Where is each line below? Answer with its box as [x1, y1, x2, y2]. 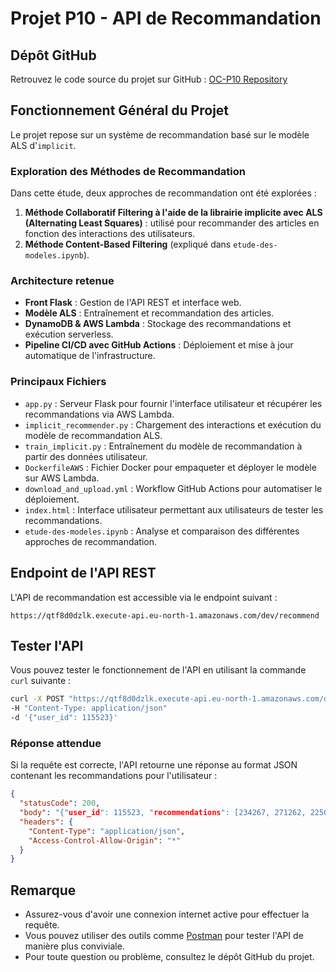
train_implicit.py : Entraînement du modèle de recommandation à [24, 440, 303, 452]
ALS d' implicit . [10, 139, 77, 151]
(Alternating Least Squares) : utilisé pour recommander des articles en [24, 217, 320, 229]
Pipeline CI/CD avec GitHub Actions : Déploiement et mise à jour [24, 339, 294, 351]
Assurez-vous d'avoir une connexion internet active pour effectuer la [24, 908, 310, 921]
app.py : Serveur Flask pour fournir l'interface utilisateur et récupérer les [24, 397, 323, 409]
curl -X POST [10, 694, 65, 704]
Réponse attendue [10, 736, 102, 750]
